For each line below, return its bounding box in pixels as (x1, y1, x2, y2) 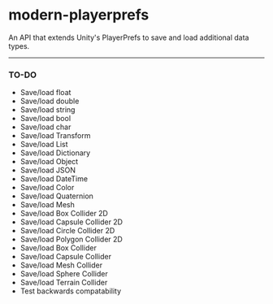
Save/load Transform (19, 131, 91, 141)
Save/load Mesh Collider (19, 260, 103, 270)
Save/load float (19, 88, 71, 98)
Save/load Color (19, 183, 75, 193)
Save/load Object (19, 157, 79, 167)
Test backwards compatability (19, 286, 122, 296)
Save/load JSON (19, 165, 76, 176)
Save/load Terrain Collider (19, 278, 108, 288)
